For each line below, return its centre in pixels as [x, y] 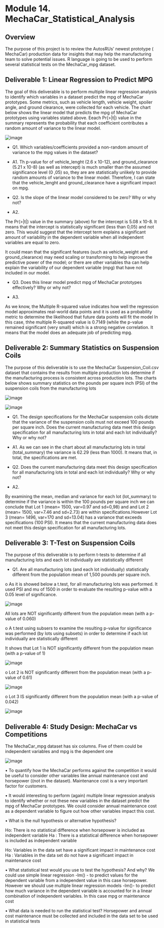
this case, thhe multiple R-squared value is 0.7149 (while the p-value [74, 322]
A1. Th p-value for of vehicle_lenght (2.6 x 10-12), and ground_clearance [85, 162]
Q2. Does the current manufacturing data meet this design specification [85, 467]
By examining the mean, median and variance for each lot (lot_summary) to [81, 496]
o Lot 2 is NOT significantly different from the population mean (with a [76, 673]
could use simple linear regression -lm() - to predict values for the [71, 875]
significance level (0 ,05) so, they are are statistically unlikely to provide [84, 172]
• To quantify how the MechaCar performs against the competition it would [81, 771]
